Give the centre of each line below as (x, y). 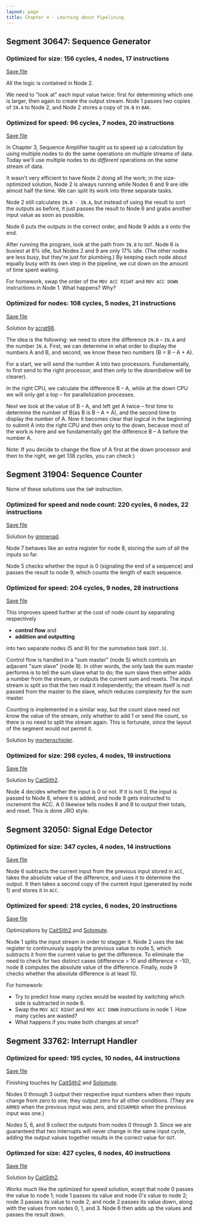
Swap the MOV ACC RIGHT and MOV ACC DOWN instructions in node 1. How (101, 1009)
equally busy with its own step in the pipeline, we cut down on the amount (97, 264)
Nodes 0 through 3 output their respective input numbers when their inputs (99, 1094)
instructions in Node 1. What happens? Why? (61, 288)
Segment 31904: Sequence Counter (74, 475)
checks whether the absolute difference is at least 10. (72, 974)
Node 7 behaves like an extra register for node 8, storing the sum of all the (98, 548)
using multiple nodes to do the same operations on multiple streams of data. (100, 154)
